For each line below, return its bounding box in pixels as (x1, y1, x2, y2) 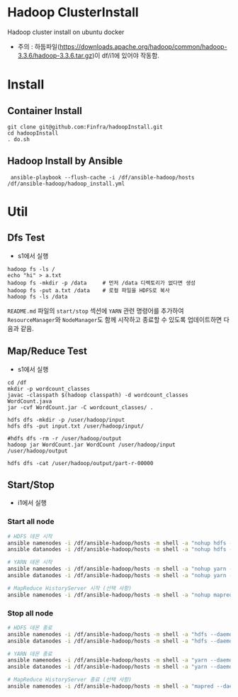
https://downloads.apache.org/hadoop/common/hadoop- (59, 42, 228, 50)
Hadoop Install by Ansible (7, 155, 123, 167)
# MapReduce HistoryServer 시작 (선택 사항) (7, 584, 132, 592)
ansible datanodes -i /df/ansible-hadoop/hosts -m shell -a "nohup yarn (7, 572, 227, 579)
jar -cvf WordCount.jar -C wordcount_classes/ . (7, 403, 154, 411)
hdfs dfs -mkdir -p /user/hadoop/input (7, 416, 125, 423)
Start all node (7, 517, 55, 527)
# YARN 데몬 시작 (7, 559, 53, 566)
